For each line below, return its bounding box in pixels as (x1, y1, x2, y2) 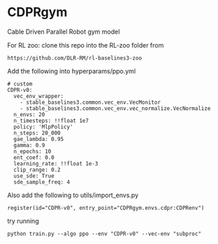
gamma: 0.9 (13, 142, 45, 149)
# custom (7, 80, 33, 88)
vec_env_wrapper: (13, 93, 64, 100)
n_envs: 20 (13, 111, 45, 118)
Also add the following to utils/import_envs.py (7, 191, 139, 199)
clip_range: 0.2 (13, 166, 61, 173)
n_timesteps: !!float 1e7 (13, 117, 89, 124)
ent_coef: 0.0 (13, 154, 54, 161)
